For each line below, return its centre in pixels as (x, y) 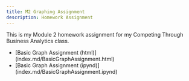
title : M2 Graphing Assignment (46, 12)
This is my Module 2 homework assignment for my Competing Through (95, 34)
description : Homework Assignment (50, 17)
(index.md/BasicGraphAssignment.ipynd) (66, 71)
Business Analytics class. (38, 41)
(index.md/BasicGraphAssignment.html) (65, 59)
